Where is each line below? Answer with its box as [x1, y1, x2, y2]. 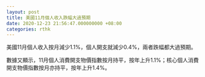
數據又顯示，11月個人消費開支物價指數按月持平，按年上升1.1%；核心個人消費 [6, 56, 199, 64]
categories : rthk [6, 26, 51, 32]
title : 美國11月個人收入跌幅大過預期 [6, 15, 91, 21]
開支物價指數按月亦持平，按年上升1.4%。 [6, 64, 110, 71]
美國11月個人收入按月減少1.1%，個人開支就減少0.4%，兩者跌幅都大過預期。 [6, 43, 196, 51]
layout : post [6, 9, 40, 15]
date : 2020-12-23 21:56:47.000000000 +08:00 [6, 20, 122, 26]
